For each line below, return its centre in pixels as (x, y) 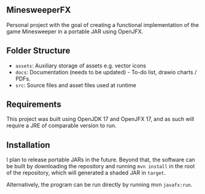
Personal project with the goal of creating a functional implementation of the (103, 25)
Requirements (34, 105)
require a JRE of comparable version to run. (61, 126)
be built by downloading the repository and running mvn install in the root (101, 166)
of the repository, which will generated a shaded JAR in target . (86, 173)
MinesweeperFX (39, 10)
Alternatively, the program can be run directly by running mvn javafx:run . (99, 185)
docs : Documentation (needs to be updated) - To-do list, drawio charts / (106, 72)
